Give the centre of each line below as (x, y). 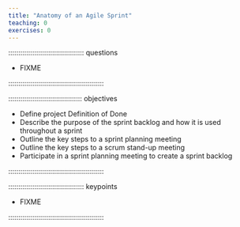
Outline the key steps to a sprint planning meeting (100, 139)
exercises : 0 (30, 30)
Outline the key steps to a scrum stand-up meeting (102, 148)
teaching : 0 (28, 23)
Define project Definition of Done (73, 114)
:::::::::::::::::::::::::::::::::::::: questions (63, 53)
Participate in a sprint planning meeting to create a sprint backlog (126, 156)
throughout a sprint (51, 131)
